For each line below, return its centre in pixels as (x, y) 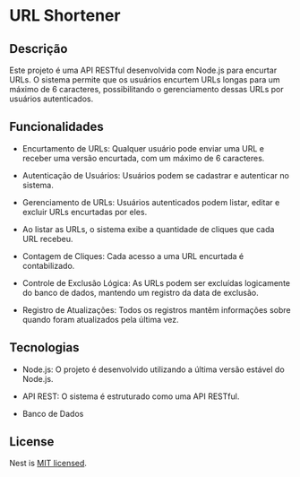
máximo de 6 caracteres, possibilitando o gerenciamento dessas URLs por (146, 89)
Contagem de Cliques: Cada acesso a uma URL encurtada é (133, 256)
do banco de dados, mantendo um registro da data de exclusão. (140, 292)
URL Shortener (65, 16)
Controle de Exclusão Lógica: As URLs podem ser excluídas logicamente (156, 282)
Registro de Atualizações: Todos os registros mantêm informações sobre (156, 309)
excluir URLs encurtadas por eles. (85, 212)
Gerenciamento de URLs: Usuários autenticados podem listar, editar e (151, 202)
